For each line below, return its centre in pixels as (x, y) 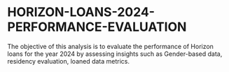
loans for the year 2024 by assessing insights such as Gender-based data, (115, 54)
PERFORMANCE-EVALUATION (97, 27)
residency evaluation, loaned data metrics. (69, 61)
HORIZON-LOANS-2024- (81, 12)
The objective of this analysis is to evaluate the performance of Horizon (110, 46)
